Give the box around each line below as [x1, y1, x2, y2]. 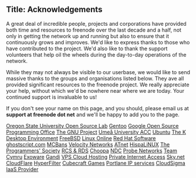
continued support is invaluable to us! [6, 93, 97, 100]
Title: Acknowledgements [6, 5, 103, 15]
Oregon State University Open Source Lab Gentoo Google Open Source [6, 122, 179, 129]
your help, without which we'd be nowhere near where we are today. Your [6, 87, 185, 94]
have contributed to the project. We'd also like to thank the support [6, 45, 168, 52]
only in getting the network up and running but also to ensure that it [6, 32, 169, 40]
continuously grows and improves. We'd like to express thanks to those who [6, 39, 190, 46]
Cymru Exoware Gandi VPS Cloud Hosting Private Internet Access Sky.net [6, 153, 185, 160]
